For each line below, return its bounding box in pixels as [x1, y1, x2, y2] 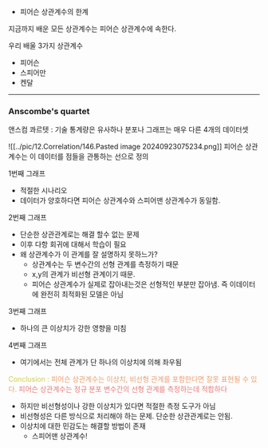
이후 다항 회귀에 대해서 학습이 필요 [19, 240, 127, 249]
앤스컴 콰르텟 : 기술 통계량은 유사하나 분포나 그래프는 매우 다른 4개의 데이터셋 [8, 125, 249, 134]
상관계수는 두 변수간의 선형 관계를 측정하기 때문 [31, 260, 179, 269]
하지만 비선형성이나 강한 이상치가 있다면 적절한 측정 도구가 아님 [19, 402, 216, 411]
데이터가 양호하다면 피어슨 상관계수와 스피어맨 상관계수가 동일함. [19, 196, 221, 205]
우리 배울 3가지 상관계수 [8, 41, 84, 50]
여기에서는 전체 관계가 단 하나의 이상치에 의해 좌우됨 [19, 358, 182, 367]
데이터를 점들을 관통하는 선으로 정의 [37, 152, 149, 161]
